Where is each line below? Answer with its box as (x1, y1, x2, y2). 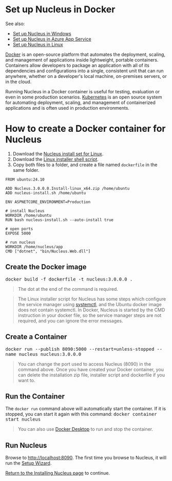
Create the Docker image (5, 263, 87, 271)
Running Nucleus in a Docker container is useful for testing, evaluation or (5, 88, 160, 94)
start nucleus (5, 416, 41, 423)
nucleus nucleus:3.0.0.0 (18, 351, 82, 357)
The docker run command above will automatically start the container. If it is (5, 406, 166, 412)
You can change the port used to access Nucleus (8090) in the (17, 360, 151, 367)
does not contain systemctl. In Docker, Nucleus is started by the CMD (17, 307, 165, 313)
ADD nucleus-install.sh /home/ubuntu (5, 190, 86, 195)
